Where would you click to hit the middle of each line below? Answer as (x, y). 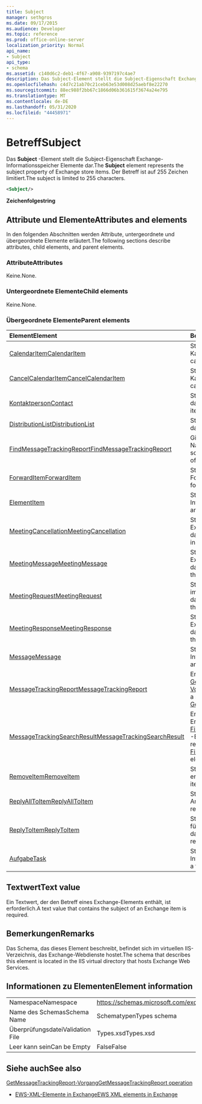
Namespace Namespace (43, 1002)
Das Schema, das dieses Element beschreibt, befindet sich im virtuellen (95, 948)
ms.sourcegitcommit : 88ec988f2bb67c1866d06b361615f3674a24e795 (87, 90)
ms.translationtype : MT (36, 96)
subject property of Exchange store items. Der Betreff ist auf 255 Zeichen (97, 172)
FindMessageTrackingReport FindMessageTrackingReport (90, 449)
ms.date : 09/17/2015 (32, 23)
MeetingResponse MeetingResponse (60, 628)
